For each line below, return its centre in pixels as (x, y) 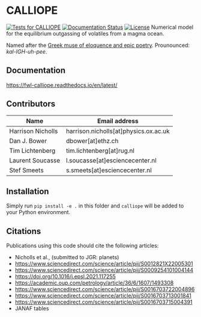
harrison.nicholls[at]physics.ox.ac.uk (118, 131)
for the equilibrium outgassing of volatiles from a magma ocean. (85, 33)
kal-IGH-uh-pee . (27, 51)
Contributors (31, 104)
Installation (28, 191)
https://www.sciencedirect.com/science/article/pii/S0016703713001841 (103, 296)
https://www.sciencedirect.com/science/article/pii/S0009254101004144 (104, 270)
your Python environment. (38, 212)
